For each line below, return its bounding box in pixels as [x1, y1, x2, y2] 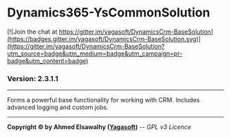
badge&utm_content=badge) [7, 56, 89, 65]
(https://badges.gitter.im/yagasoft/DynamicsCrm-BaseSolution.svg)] [7, 34, 201, 43]
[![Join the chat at [7, 27, 58, 36]
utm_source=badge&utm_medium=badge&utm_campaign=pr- [7, 49, 183, 58]
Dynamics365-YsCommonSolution [7, 5, 210, 21]
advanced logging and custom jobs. [7, 103, 109, 111]
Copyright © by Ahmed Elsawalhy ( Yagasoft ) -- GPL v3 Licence [7, 123, 191, 131]
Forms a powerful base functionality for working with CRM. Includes [7, 96, 200, 104]
